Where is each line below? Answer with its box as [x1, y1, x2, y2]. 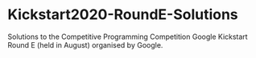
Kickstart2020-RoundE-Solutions [7, 6, 238, 24]
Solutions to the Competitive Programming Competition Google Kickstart [7, 32, 248, 41]
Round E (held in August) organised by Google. [7, 40, 163, 49]
